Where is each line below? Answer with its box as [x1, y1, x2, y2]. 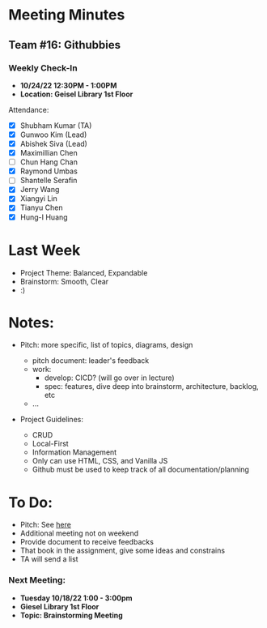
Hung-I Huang [19, 212, 68, 222]
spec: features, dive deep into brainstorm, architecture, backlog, [44, 382, 259, 391]
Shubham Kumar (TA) [19, 120, 92, 130]
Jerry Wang [19, 185, 60, 194]
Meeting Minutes [8, 6, 125, 24]
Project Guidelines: [19, 415, 83, 425]
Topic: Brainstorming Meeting [19, 610, 123, 620]
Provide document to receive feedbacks [19, 537, 154, 547]
